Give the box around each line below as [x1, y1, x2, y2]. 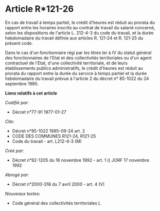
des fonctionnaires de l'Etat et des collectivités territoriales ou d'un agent [5, 55, 152, 60]
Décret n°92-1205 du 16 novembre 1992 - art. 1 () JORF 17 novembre [12, 157, 149, 163]
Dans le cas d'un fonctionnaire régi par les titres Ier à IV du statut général [5, 50, 152, 56]
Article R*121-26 [5, 3, 74, 15]
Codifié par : [5, 99, 29, 105]
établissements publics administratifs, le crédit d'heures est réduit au [5, 65, 143, 71]
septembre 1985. [5, 80, 39, 86]
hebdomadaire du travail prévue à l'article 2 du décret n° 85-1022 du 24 [5, 76, 149, 81]
